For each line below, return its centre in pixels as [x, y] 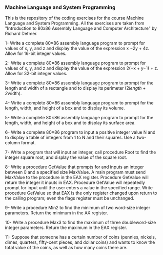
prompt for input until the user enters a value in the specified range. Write [79, 188]
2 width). [13, 93]
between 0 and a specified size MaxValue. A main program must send [75, 172]
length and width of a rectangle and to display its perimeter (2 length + [75, 88]
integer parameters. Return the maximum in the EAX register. [66, 228]
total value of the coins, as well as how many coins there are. [66, 248]
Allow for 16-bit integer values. [36, 53]
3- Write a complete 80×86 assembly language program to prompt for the [79, 83]
